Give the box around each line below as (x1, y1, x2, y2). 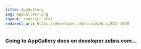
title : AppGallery (5, 7, 44, 12)
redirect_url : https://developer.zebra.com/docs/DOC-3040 (5, 21, 129, 26)
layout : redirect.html (5, 16, 53, 21)
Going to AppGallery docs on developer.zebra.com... (5, 38, 137, 45)
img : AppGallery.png (5, 12, 49, 17)
